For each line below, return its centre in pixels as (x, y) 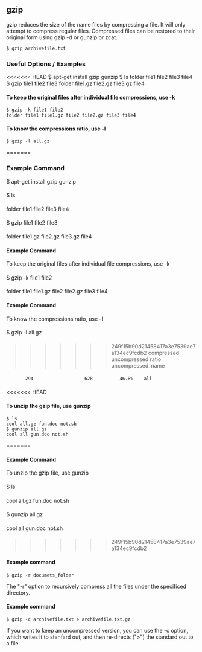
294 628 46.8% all (89, 379)
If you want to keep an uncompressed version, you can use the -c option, (97, 630)
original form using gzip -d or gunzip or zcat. (62, 37)
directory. (18, 593)
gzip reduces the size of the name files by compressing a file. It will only (96, 24)
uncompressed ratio (136, 359)
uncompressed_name (138, 365)
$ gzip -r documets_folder (40, 575)
